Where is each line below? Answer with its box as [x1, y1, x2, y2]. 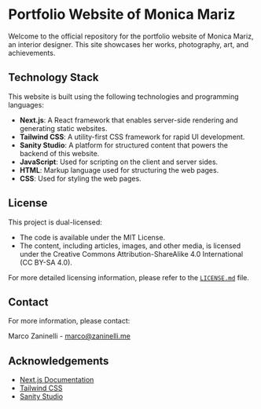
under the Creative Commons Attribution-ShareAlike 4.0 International [19, 249, 244, 258]
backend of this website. [19, 148, 100, 158]
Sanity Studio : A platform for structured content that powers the [19, 140, 228, 150]
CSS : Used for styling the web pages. [19, 173, 142, 183]
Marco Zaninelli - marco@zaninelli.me [8, 331, 131, 341]
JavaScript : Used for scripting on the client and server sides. [19, 157, 219, 166]
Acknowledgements [8, 354, 109, 367]
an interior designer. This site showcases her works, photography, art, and [8, 39, 249, 49]
